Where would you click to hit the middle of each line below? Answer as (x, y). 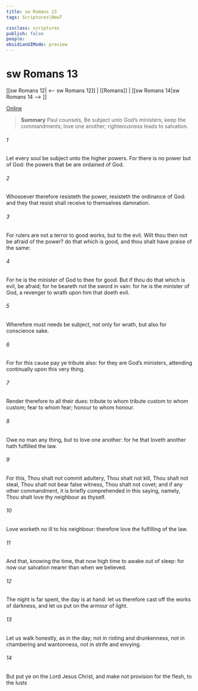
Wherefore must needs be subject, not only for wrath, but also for (87, 324)
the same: (18, 248)
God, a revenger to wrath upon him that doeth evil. (68, 292)
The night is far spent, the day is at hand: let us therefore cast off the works (99, 599)
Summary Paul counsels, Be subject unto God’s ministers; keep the (103, 120)
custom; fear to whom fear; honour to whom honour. (70, 408)
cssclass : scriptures (33, 28)
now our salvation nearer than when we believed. (66, 568)
